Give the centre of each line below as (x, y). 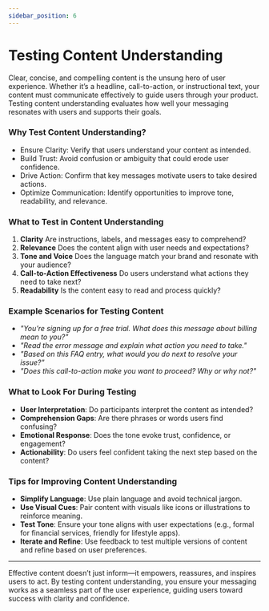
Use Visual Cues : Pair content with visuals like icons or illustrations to (135, 508)
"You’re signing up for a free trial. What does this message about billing (139, 329)
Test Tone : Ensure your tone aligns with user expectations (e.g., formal (137, 524)
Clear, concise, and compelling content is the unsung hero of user (117, 78)
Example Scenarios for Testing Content (86, 311)
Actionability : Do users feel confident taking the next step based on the (139, 452)
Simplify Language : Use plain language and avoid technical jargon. (131, 499)
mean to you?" (44, 337)
